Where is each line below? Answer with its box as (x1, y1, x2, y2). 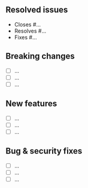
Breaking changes (5, 51, 75, 61)
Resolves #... (14, 27, 47, 34)
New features (5, 99, 57, 109)
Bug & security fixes (5, 146, 83, 156)
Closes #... (14, 20, 41, 28)
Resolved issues (5, 5, 68, 15)
